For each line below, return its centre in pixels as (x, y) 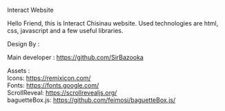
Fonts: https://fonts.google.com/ (53, 85)
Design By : (23, 44)
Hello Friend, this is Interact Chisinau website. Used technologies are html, (113, 23)
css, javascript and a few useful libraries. (65, 31)
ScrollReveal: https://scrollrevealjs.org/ (62, 93)
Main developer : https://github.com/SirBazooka (75, 57)
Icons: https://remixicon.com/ (49, 78)
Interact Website (30, 10)
